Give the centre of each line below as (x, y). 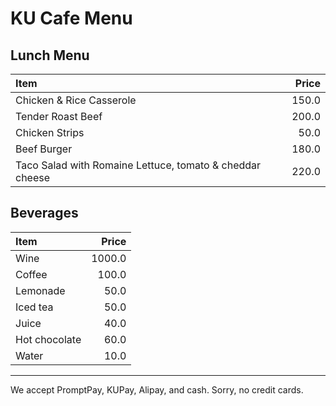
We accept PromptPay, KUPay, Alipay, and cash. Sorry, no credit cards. (157, 389)
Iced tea (34, 307)
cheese (33, 177)
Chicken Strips (50, 132)
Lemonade (40, 290)
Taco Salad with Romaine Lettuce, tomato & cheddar (138, 165)
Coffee (31, 274)
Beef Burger (44, 149)
